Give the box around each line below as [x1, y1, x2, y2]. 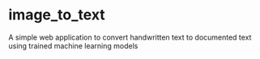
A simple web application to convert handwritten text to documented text [8, 32, 252, 42]
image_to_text [8, 6, 105, 24]
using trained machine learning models [8, 40, 139, 50]
